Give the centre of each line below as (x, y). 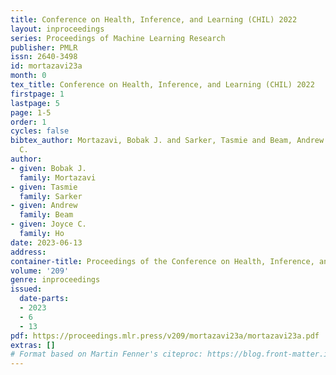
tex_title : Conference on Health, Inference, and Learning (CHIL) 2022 (162, 85)
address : (28, 252)
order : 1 (28, 122)
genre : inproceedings (55, 280)
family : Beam (46, 215)
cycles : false (40, 131)
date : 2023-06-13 (46, 242)
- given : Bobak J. (48, 168)
